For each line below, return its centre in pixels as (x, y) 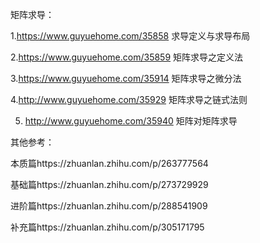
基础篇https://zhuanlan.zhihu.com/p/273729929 (109, 184)
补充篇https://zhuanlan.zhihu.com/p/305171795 (107, 227)
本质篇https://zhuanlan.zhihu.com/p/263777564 (109, 163)
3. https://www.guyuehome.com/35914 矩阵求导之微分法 (126, 78)
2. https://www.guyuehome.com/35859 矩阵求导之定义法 (127, 57)
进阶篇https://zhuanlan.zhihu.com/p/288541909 (109, 206)
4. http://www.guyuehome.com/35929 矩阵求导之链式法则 (129, 99)
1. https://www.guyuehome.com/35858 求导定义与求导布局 (130, 36)
